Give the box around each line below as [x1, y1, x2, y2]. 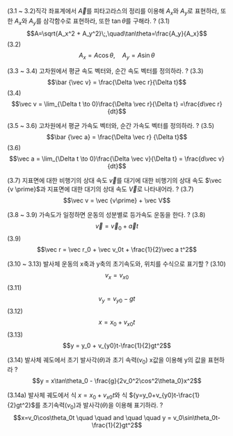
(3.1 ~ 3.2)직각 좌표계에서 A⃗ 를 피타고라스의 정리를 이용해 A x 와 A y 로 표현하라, [7, 7, 219, 17]
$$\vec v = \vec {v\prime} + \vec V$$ [63, 196, 171, 204]
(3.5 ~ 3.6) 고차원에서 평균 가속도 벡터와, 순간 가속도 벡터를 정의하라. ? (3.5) [7, 122, 214, 130]
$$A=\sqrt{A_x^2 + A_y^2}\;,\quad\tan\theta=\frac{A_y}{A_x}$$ [26, 29, 207, 38]
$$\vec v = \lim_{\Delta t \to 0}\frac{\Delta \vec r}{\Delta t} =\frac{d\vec [11, 100, 216, 108]
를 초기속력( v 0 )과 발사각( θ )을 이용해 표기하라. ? [34, 401, 163, 411]
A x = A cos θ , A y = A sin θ [79, 51, 155, 61]
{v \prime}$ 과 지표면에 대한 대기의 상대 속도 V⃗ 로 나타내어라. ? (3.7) [7, 185, 194, 193]
